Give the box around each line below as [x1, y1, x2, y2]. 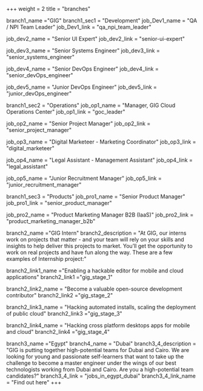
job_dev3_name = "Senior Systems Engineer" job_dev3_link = [6, 47, 161, 54]
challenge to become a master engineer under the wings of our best [6, 359, 177, 367]
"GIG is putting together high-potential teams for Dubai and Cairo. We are [6, 347, 190, 353]
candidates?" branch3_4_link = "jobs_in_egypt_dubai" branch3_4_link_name [6, 372, 196, 379]
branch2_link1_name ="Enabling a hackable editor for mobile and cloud [6, 267, 184, 274]
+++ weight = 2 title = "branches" [6, 5, 91, 12]
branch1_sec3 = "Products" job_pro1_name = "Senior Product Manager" [6, 193, 185, 200]
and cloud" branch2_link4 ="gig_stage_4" [6, 328, 110, 335]
